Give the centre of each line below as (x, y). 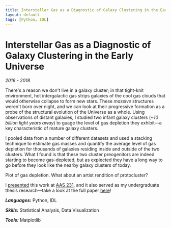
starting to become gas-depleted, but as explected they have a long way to (84, 160)
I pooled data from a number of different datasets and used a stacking (79, 138)
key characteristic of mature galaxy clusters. (52, 129)
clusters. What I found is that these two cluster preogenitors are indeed (80, 155)
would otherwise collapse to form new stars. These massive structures (80, 101)
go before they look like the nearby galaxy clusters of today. (68, 165)
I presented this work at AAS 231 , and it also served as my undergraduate (82, 185)
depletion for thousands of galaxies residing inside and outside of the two (82, 149)
